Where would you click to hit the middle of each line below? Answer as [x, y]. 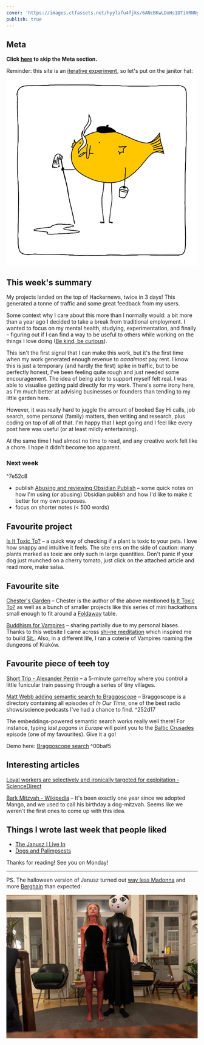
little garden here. [28, 398]
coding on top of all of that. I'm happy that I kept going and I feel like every [99, 423]
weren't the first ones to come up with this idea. [66, 811]
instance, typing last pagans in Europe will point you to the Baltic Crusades [100, 727]
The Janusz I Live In [40, 845]
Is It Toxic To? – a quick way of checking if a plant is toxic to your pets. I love [102, 541]
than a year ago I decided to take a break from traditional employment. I [96, 322]
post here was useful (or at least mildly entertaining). [72, 429]
